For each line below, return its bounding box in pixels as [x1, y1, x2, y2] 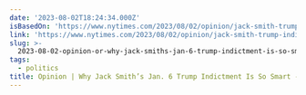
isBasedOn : [9, 22, 51, 31]
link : [9, 30, 30, 39]
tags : [9, 55, 30, 64]
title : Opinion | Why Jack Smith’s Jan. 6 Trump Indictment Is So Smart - [9, 72, 300, 81]
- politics [17, 64, 59, 73]
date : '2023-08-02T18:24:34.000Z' [9, 13, 141, 23]
